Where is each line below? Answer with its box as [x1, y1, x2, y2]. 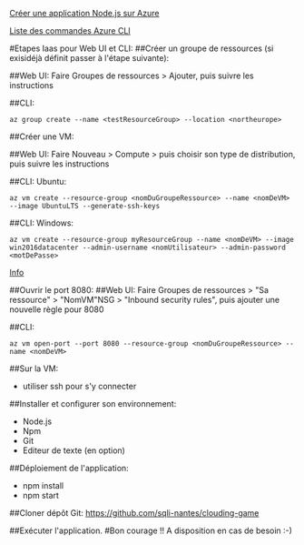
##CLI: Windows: [9, 217, 74, 228]
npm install [22, 480, 64, 490]
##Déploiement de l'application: [9, 463, 129, 473]
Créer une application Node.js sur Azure [9, 8, 160, 18]
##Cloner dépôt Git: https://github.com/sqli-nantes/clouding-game [9, 508, 260, 518]
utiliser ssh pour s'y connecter [22, 381, 137, 391]
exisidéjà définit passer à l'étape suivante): [9, 53, 170, 63]
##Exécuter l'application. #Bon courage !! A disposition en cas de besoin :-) [9, 525, 293, 536]
